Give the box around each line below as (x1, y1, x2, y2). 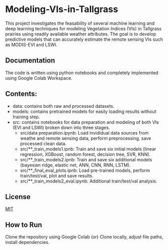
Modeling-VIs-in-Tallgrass (5, 4, 119, 15)
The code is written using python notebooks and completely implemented (5, 70, 159, 76)
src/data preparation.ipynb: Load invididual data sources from (20, 130, 149, 136)
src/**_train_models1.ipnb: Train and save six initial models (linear (20, 146, 156, 152)
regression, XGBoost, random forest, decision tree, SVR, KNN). (20, 151, 151, 157)
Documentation (5, 56, 55, 65)
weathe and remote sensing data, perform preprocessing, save (20, 135, 151, 141)
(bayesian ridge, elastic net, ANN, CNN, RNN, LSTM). (20, 162, 131, 168)
